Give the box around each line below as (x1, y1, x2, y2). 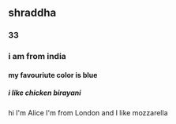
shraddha (8, 6, 57, 20)
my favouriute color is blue (8, 70, 98, 79)
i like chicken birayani (8, 88, 81, 97)
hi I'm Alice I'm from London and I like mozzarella (8, 108, 168, 117)
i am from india (8, 51, 67, 62)
